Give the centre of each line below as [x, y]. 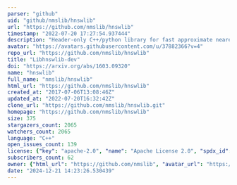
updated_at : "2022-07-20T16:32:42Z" [61, 99]
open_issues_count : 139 [42, 145]
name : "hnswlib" [31, 72]
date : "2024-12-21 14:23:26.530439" [61, 171]
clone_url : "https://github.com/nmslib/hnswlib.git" [86, 106]
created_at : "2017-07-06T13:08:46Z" [61, 92]
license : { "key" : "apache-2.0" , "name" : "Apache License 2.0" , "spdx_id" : [120, 151]
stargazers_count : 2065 [42, 125]
